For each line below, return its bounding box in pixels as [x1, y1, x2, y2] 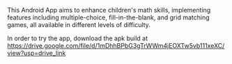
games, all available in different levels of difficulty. [7, 21, 151, 29]
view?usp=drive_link [7, 49, 66, 57]
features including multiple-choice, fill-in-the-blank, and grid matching [7, 13, 210, 22]
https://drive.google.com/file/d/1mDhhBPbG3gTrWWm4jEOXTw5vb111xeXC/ [7, 42, 225, 49]
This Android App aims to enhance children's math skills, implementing [7, 6, 211, 14]
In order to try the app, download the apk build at [7, 34, 148, 42]
